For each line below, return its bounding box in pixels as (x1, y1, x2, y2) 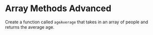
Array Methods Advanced (5, 3, 112, 14)
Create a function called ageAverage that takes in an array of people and (5, 19, 148, 25)
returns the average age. (5, 24, 54, 30)
